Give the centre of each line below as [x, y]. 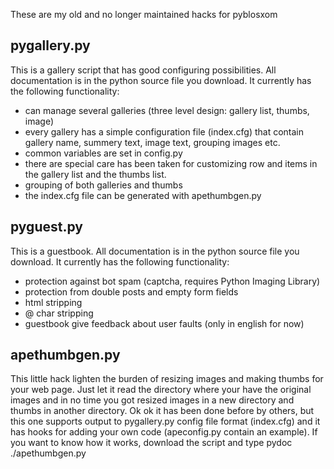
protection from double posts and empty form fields [131, 291]
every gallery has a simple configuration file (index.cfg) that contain [164, 131]
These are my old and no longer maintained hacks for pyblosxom [144, 14]
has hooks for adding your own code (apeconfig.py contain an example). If [164, 432]
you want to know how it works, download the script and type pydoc [151, 443]
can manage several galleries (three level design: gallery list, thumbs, [167, 110]
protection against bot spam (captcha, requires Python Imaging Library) [172, 281]
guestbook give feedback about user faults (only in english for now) [164, 323]
